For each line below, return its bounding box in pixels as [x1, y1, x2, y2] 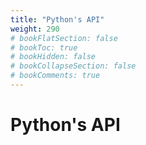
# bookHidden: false [10, 52, 97, 62]
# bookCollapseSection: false [10, 61, 137, 71]
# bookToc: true [10, 42, 78, 53]
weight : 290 [10, 24, 60, 34]
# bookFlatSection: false [10, 33, 118, 43]
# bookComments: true [10, 71, 101, 81]
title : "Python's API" [10, 14, 105, 25]
